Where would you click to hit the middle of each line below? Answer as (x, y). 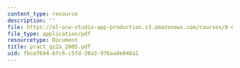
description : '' (31, 21)
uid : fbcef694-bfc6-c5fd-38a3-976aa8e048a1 (73, 54)
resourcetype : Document (43, 40)
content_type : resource (43, 14)
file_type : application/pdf (49, 34)
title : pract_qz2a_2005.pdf (49, 47)
